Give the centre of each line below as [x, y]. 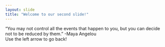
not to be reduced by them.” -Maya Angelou [51, 34]
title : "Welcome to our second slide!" [47, 14]
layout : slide [20, 10]
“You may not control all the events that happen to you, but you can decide [82, 28]
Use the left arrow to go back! [36, 39]
